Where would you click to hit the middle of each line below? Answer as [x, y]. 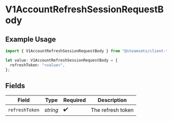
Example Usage [31, 39]
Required [74, 100]
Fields [15, 86]
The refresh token [112, 110]
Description [112, 100]
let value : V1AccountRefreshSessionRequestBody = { [61, 60]
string [51, 110]
